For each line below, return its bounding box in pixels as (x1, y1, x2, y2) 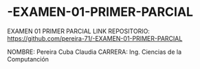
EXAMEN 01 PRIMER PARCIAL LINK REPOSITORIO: (7, 27, 150, 35)
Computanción (7, 55, 49, 63)
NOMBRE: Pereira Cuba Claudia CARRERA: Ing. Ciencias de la (7, 48, 182, 56)
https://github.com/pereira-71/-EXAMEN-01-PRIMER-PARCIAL (7, 34, 183, 42)
